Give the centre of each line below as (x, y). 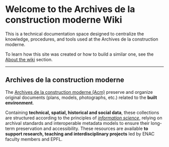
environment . (20, 103)
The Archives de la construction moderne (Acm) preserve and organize (79, 92)
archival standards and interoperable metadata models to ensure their (77, 123)
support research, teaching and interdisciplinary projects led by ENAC (80, 133)
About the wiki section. (29, 59)
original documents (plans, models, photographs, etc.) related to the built (81, 97)
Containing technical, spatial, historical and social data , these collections (82, 112)
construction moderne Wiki (64, 20)
